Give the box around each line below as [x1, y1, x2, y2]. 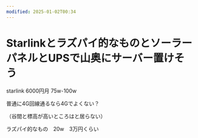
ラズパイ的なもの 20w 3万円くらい [6, 125, 99, 132]
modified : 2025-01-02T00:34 [6, 8, 77, 15]
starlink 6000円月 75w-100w [6, 87, 77, 94]
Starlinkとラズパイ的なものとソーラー [6, 36, 193, 50]
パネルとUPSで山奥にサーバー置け [6, 51, 175, 65]
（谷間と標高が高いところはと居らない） [6, 112, 106, 119]
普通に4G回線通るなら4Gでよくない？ [6, 100, 100, 107]
